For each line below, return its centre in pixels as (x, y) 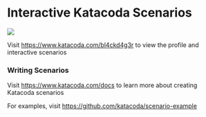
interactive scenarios (37, 52)
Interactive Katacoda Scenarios (100, 13)
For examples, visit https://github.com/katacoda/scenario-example (102, 106)
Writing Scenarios (38, 70)
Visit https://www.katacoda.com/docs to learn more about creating (102, 85)
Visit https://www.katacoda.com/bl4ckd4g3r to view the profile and (103, 45)
